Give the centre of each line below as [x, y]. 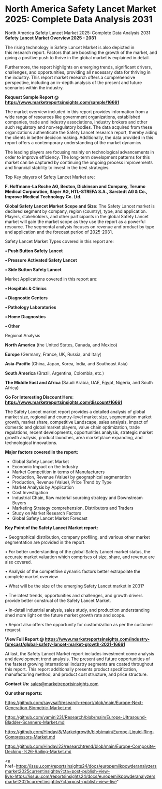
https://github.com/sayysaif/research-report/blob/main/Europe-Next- [74, 703]
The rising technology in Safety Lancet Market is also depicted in [70, 47]
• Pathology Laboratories [31, 307]
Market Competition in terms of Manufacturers [58, 472]
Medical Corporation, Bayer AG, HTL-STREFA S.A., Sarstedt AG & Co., [76, 191]
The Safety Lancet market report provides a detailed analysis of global [75, 412]
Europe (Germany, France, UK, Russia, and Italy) [53, 354]
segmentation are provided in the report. [45, 542]
